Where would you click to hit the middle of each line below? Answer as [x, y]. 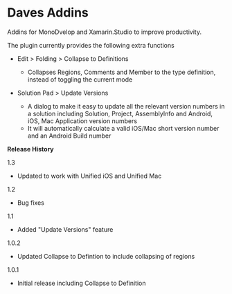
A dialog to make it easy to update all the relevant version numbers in [126, 106]
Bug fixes [31, 203]
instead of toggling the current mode [80, 79]
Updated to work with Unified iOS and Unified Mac [89, 176]
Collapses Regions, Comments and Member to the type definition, [122, 72]
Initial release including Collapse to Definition [81, 283]
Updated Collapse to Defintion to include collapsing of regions [106, 256]
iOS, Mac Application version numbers [82, 121]
